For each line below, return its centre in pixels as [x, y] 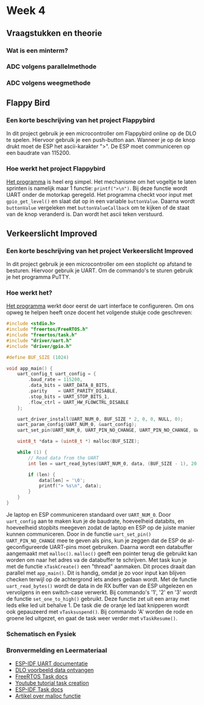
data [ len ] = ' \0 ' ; [62, 480]
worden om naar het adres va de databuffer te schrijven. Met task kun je [97, 560]
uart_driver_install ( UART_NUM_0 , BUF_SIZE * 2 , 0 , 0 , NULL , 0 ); [100, 419]
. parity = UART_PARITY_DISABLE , [73, 391]
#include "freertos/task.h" [42, 335]
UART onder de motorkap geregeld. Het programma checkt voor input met [100, 195]
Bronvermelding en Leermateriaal [57, 650]
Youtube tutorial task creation [52, 683]
